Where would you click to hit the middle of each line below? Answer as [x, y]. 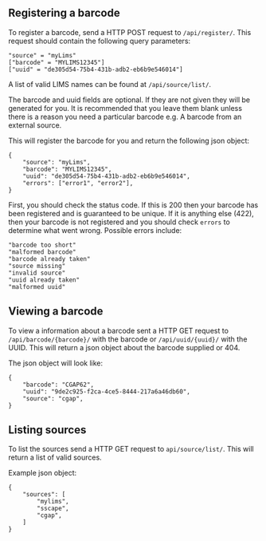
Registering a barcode [65, 13]
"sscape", [53, 509]
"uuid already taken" [44, 280]
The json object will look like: [56, 363]
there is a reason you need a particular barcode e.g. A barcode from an [125, 116]
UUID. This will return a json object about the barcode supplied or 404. [124, 347]
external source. [35, 125]
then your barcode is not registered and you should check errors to [119, 222]
